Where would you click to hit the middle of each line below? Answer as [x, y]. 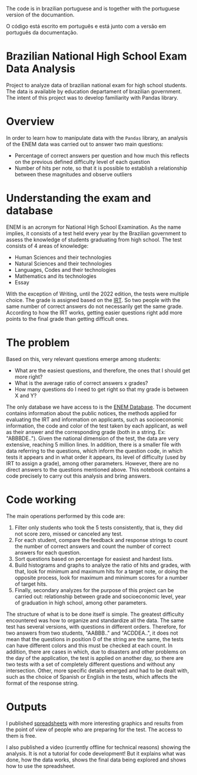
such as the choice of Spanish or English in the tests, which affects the [92, 677]
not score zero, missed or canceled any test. [69, 534]
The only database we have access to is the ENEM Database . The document [98, 407]
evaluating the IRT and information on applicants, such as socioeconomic [95, 419]
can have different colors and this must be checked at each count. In [89, 645]
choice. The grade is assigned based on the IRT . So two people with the [93, 300]
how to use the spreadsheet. [41, 766]
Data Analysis [41, 69]
